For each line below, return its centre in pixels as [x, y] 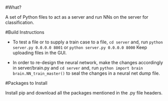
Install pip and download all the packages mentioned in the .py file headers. [84, 93]
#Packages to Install [26, 83]
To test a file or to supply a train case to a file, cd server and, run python [88, 42]
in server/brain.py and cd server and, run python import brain [78, 68]
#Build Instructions [25, 32]
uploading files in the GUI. [39, 53]
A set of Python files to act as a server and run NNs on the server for [77, 17]
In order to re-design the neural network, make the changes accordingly [88, 62]
